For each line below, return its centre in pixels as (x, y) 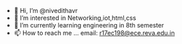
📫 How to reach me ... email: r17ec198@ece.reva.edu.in (94, 33)
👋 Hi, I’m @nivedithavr (46, 11)
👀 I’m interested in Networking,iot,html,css (75, 18)
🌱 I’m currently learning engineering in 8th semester (89, 25)
